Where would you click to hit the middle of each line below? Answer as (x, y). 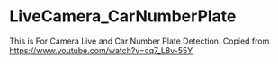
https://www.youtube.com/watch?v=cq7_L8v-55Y (101, 50)
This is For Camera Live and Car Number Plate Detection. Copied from (139, 41)
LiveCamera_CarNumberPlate (123, 16)
